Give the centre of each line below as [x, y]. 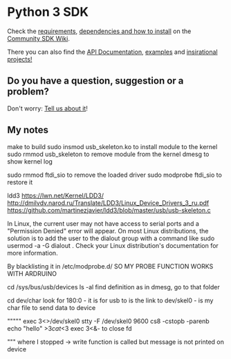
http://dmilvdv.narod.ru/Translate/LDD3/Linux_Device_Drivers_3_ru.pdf [108, 203]
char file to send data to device [52, 307]
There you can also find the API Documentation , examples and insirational [112, 52]
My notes [28, 130]
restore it [20, 182]
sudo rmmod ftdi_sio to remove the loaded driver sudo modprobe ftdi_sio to [115, 175]
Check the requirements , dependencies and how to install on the [99, 31]
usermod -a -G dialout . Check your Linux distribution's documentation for [113, 245]
